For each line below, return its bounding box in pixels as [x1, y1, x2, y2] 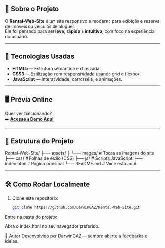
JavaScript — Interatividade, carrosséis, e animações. [12, 76, 123, 82]
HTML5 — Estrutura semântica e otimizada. [12, 65, 101, 71]
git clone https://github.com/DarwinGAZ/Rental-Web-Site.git [12, 205, 140, 210]
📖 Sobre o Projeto [5, 5, 59, 13]
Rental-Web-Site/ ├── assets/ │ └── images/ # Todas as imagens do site [5, 150, 155, 156]
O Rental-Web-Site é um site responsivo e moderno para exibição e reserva [5, 18, 160, 24]
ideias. [5, 238, 19, 244]
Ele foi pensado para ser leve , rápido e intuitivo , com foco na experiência [5, 28, 155, 34]
